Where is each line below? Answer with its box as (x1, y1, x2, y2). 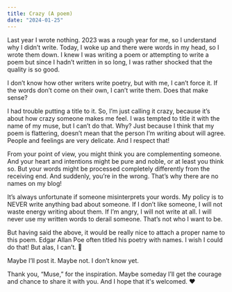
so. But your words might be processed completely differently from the (7, 164, 210, 173)
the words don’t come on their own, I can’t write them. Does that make (7, 86, 208, 94)
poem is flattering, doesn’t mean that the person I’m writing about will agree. (7, 129, 226, 137)
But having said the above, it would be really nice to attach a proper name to (7, 228, 226, 237)
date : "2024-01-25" (7, 17, 64, 24)
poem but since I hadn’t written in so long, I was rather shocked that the (7, 58, 213, 66)
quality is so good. (7, 65, 60, 74)
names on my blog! (7, 179, 63, 187)
